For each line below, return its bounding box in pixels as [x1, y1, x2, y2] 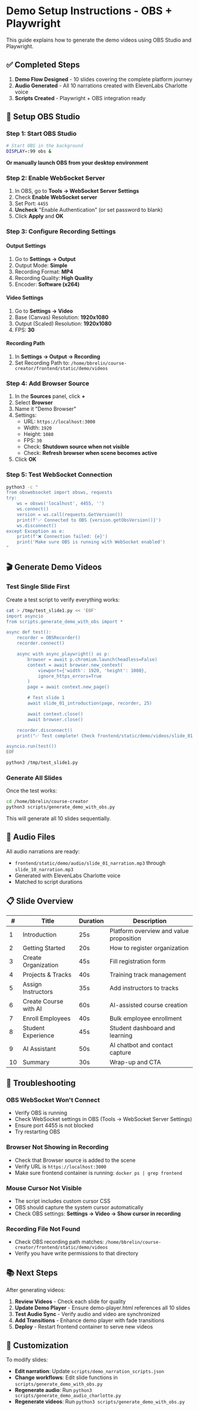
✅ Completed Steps [6, 60, 80, 70]
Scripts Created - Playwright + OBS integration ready [14, 94, 146, 101]
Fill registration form [109, 957, 166, 965]
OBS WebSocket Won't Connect [6, 1096, 100, 1104]
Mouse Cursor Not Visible [6, 1184, 82, 1192]
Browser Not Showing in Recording [6, 1143, 109, 1151]
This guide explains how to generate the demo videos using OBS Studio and [6, 36, 192, 43]
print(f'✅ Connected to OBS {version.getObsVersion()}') [17, 517, 162, 523]
